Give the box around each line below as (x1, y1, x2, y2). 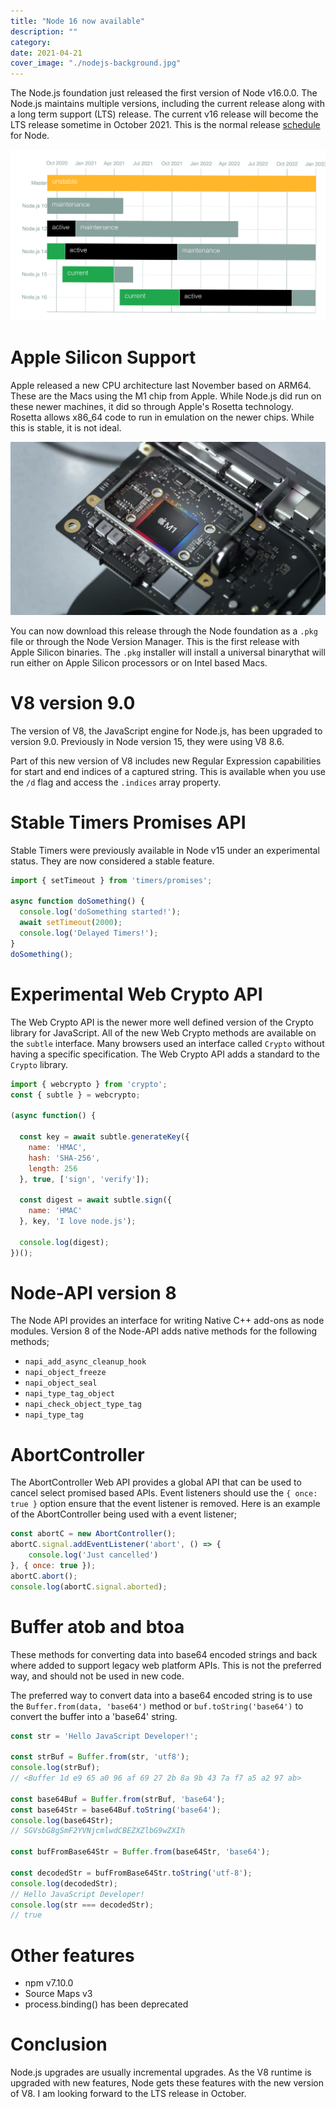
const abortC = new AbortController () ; (10, 1529, 177, 1539)
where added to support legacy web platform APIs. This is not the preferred (10, 1659, 322, 1671)
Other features (10, 1944, 135, 1967)
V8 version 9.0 (10, 692, 136, 714)
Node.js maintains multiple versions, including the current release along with (10, 98, 325, 110)
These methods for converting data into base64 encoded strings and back (10, 1648, 318, 1660)
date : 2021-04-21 (10, 48, 83, 58)
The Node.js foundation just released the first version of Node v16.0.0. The (10, 87, 318, 99)
